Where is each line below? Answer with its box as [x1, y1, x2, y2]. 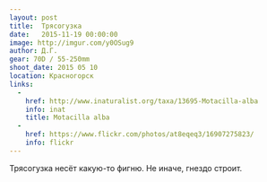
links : [9, 80, 34, 89]
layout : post [9, 13, 58, 22]
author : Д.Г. [9, 47, 58, 56]
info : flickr [25, 138, 74, 147]
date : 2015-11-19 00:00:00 [9, 30, 118, 39]
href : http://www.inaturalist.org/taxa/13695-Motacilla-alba [25, 96, 258, 106]
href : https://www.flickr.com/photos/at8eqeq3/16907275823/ [25, 130, 254, 139]
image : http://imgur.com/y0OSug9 [9, 38, 134, 48]
